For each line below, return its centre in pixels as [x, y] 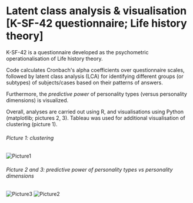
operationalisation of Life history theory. [54, 58]
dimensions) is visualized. [37, 100]
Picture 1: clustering [30, 137]
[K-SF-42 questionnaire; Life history [96, 23]
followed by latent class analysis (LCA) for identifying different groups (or [95, 76]
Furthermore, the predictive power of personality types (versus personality [96, 94]
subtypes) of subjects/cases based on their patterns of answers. [84, 82]
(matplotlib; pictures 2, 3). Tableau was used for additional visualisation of [96, 118]
